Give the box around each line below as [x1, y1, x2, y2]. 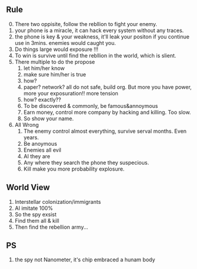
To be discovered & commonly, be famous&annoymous [23, 102, 159, 109]
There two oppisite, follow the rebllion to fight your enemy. [14, 20, 158, 27]
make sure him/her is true [23, 71, 86, 78]
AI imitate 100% [14, 204, 53, 212]
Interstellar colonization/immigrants [14, 198, 101, 205]
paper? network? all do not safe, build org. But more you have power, [23, 83, 192, 91]
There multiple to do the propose [14, 58, 95, 65]
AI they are [23, 152, 50, 159]
